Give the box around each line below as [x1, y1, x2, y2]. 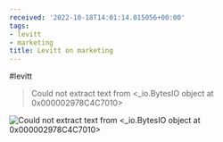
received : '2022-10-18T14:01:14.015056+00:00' [9, 13, 186, 22]
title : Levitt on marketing [9, 46, 114, 55]
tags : [9, 21, 29, 30]
